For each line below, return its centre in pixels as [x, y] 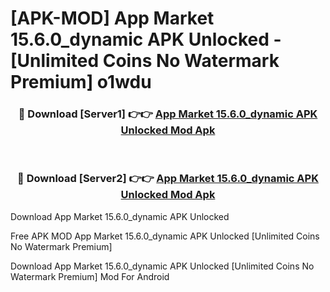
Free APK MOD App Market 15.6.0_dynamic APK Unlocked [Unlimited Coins [165, 236]
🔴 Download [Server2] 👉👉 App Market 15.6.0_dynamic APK [168, 179]
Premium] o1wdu [81, 82]
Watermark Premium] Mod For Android [90, 276]
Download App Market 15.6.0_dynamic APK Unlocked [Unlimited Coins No [162, 266]
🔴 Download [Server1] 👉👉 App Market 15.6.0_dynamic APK [168, 114]
